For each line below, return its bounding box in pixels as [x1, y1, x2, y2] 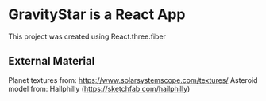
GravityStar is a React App [8, 6, 186, 24]
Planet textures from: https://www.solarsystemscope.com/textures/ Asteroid [8, 75, 258, 84]
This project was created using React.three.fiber [8, 32, 167, 41]
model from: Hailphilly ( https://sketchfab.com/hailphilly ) [8, 84, 191, 93]
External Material [8, 54, 95, 68]
